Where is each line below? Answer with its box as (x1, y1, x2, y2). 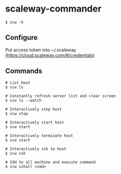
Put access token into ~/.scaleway (5, 46, 77, 53)
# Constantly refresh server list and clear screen (5, 93, 116, 98)
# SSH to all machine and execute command (5, 159, 96, 164)
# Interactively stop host (5, 106, 62, 111)
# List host (5, 80, 30, 85)
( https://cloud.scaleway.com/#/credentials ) (5, 52, 95, 58)
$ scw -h (5, 20, 24, 25)
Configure (5, 33, 38, 42)
